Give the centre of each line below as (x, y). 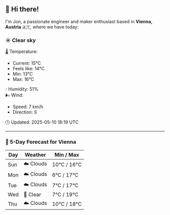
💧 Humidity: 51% (22, 89)
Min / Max (67, 155)
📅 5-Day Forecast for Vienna (41, 142)
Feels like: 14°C (28, 69)
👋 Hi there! (22, 9)
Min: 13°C (23, 74)
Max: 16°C (23, 79)
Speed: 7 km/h (28, 107)
